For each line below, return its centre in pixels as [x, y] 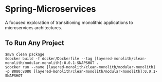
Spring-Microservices [51, 9]
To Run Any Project [35, 43]
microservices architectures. [34, 27]
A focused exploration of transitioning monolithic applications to [69, 22]
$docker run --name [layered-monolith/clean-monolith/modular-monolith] [80, 67]
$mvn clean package [25, 54]
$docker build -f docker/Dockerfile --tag [49, 59]
